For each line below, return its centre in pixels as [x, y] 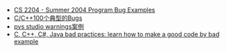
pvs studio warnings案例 [49, 26]
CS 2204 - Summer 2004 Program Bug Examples [84, 10]
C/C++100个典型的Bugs [48, 18]
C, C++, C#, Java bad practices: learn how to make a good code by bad [117, 34]
